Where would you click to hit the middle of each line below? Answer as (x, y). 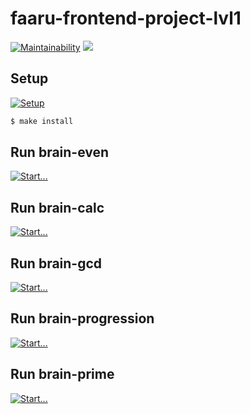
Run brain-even (60, 152)
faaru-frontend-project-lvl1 (126, 18)
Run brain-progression (82, 318)
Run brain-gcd (56, 263)
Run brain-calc (57, 207)
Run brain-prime (62, 374)
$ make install (42, 121)
